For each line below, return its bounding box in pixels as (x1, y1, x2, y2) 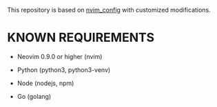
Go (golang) (17, 92, 52, 100)
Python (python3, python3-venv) (17, 65, 111, 74)
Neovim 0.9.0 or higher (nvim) (17, 52, 103, 60)
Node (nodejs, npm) (17, 79, 74, 87)
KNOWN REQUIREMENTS (7, 30, 155, 45)
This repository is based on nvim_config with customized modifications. (7, 6, 211, 14)
